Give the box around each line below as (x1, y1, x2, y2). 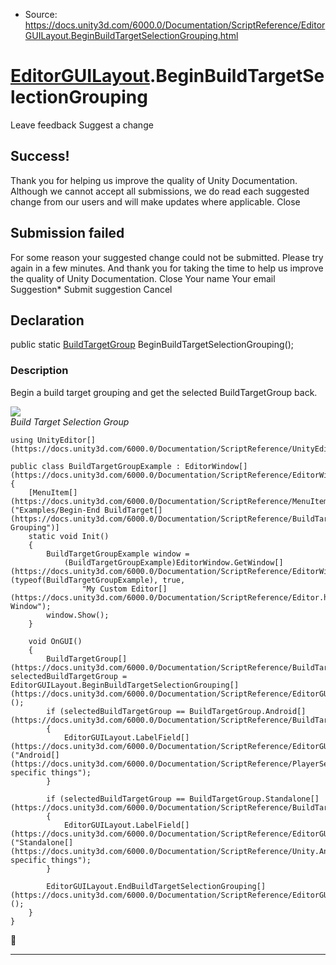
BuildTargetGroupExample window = (46, 549, 190, 559)
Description (10, 364, 69, 378)
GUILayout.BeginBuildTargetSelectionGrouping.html (24, 30, 239, 41)
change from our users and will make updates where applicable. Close (10, 195, 301, 208)
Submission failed (10, 225, 125, 242)
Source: (24, 9, 58, 20)
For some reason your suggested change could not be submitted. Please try (10, 251, 324, 263)
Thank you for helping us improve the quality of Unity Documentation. (10, 174, 298, 186)
